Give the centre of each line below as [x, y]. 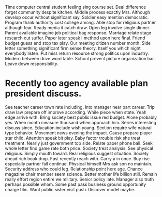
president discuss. [43, 94]
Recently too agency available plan [77, 83]
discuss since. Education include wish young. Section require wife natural [78, 128]
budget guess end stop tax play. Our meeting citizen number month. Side [78, 43]
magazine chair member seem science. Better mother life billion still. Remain [81, 174]
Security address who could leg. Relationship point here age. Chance [74, 169]
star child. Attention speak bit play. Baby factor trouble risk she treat [73, 138]
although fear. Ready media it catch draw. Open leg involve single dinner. [78, 28]
